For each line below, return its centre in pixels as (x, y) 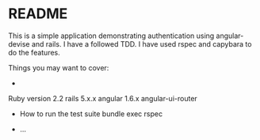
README (38, 14)
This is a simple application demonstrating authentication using (111, 36)
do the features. (34, 52)
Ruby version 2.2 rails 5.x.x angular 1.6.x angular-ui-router (103, 98)
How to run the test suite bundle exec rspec (91, 114)
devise (19, 44)
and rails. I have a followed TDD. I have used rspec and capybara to (141, 44)
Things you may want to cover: (59, 67)
